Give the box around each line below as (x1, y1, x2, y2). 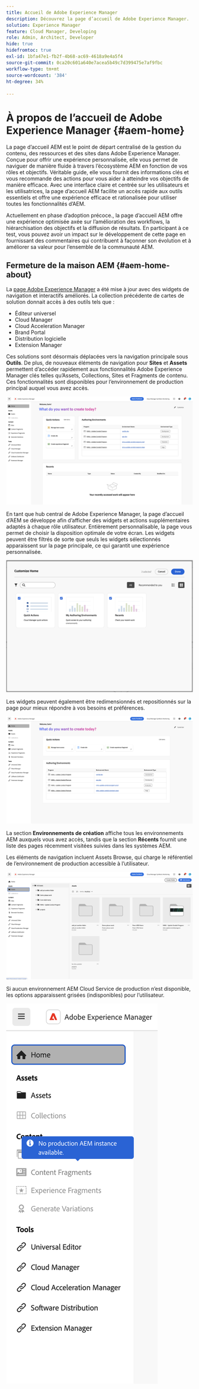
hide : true (6, 41, 33, 47)
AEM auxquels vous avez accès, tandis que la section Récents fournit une (6, 836, 187, 843)
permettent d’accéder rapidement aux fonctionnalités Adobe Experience (6, 366, 182, 373)
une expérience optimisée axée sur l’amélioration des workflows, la (6, 218, 170, 225)
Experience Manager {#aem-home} (6, 124, 185, 137)
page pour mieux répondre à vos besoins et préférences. (6, 704, 145, 711)
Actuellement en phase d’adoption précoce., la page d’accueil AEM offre (6, 212, 183, 219)
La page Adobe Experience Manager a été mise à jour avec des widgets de (6, 285, 190, 292)
